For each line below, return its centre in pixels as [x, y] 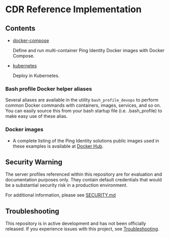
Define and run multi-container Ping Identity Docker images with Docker [89, 50]
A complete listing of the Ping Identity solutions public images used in [86, 140]
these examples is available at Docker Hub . [58, 146]
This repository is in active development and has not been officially [76, 224]
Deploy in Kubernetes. [36, 76]
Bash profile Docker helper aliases [49, 89]
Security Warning [34, 162]
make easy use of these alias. [37, 116]
